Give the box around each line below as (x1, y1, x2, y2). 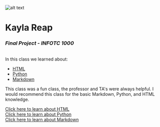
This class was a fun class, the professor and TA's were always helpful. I (5, 86, 154, 92)
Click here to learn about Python (5, 112, 72, 118)
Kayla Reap (5, 22, 53, 33)
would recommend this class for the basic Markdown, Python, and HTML (5, 91, 155, 97)
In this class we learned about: (5, 56, 68, 62)
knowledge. (5, 97, 29, 103)
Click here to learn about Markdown (5, 117, 79, 123)
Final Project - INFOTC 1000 (5, 40, 74, 47)
